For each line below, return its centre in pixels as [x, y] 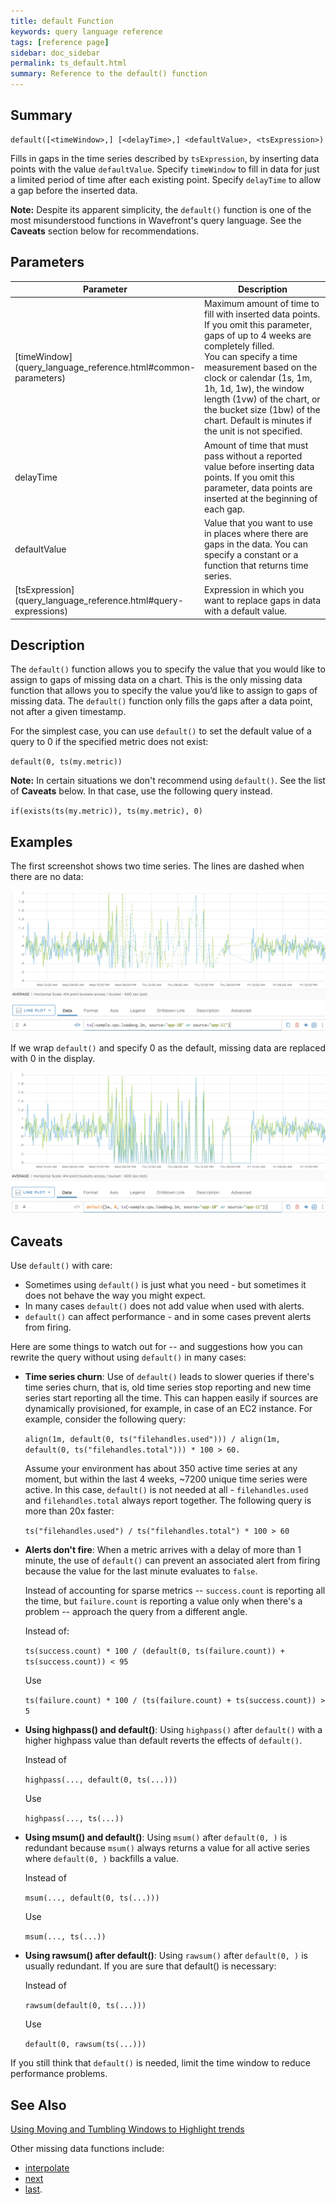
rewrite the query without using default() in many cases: [128, 1357]
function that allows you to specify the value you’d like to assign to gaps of [164, 691]
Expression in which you [254, 590]
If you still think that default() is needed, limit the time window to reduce [160, 2063]
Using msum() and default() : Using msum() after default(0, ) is [156, 1837]
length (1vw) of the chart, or [262, 399]
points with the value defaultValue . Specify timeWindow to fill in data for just [165, 169]
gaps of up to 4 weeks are [258, 336]
